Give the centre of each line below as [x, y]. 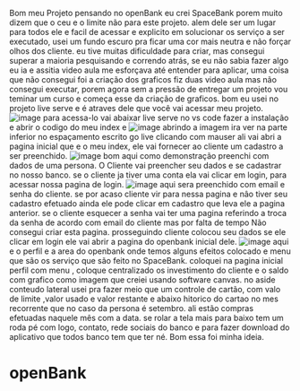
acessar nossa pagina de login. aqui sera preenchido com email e [147, 184]
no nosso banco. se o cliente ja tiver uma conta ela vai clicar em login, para [148, 175]
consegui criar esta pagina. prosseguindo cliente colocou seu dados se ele [148, 232]
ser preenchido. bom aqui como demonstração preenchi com [139, 156]
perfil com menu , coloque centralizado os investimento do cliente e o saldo [149, 270]
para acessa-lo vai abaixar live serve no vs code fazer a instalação [166, 117]
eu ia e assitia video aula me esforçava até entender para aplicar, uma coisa [149, 70]
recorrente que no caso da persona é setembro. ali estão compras [131, 308]
